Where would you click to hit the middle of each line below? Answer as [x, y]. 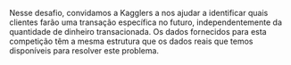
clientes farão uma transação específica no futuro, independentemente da [146, 22]
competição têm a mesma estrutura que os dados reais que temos [131, 41]
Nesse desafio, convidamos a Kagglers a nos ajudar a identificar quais [139, 13]
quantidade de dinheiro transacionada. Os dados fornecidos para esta [138, 32]
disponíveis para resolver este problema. [84, 51]
